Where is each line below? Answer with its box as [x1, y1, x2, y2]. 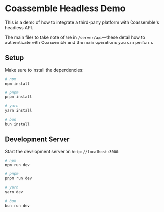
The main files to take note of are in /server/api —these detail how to [5, 34, 145, 40]
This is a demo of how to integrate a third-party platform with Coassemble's [5, 19, 159, 25]
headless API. [5, 24, 33, 30]
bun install [5, 122, 30, 127]
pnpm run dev [5, 176, 32, 181]
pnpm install [5, 94, 32, 99]
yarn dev [5, 189, 23, 194]
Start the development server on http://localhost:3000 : [5, 148, 120, 154]
